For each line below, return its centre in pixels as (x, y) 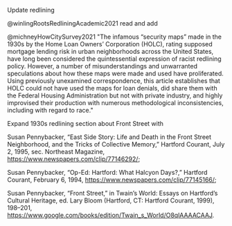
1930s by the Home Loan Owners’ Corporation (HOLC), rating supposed (110, 44)
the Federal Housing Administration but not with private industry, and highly (115, 95)
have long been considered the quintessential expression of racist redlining (114, 59)
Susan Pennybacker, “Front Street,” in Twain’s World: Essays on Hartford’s (113, 193)
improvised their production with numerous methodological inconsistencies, (115, 103)
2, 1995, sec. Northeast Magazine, (56, 152)
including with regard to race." (50, 110)
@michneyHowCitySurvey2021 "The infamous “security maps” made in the (115, 37)
